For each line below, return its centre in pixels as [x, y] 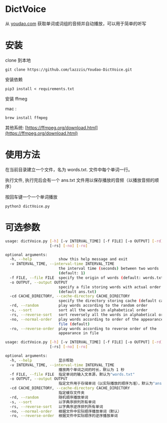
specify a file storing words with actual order [110, 287]
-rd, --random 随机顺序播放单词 [49, 397]
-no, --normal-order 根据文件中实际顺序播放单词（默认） [66, 411]
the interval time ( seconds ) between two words [109, 269]
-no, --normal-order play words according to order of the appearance [86, 319]
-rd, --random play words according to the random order [79, 306]
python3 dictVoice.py [28, 206]
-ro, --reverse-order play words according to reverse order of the [83, 329]
